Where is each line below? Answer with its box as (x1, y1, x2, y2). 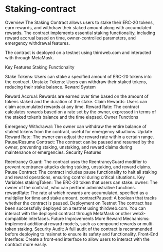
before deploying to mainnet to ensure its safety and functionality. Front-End (5, 231, 158, 237)
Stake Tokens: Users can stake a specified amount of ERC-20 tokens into (5, 73, 152, 79)
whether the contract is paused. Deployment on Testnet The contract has (5, 200, 152, 206)
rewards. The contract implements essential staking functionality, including (5, 30, 156, 36)
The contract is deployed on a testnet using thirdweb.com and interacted (5, 50, 151, 55)
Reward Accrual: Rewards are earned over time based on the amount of (5, 93, 149, 99)
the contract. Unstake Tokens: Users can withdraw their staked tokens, (5, 79, 147, 85)
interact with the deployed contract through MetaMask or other (5, 210, 131, 216)
